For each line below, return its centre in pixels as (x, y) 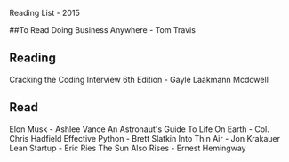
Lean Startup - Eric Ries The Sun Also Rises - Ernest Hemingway (128, 148)
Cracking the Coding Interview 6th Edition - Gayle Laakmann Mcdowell (139, 79)
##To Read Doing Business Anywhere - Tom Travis (102, 30)
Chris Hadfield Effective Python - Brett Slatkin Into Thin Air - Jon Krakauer (144, 138)
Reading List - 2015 (44, 13)
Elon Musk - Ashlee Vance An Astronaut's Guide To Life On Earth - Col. (139, 129)
